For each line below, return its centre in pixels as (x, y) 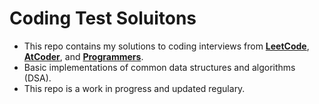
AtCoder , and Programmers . (83, 56)
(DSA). (37, 78)
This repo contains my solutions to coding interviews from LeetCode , (166, 46)
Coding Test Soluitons (103, 18)
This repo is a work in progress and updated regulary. (134, 88)
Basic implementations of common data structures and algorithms (159, 67)
